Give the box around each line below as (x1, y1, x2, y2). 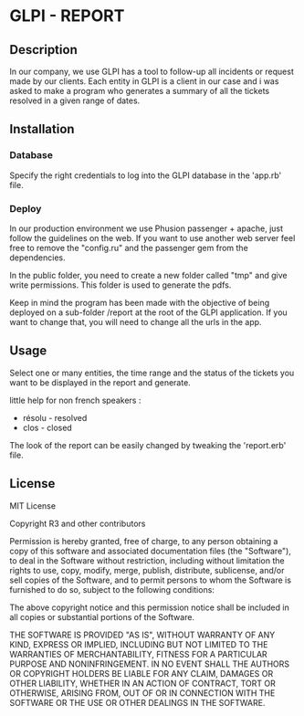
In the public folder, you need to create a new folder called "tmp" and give (9, 269, 288, 280)
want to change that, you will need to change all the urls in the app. (9, 316, 262, 327)
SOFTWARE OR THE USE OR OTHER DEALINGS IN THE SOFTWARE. (9, 697, 266, 708)
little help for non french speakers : (9, 395, 142, 405)
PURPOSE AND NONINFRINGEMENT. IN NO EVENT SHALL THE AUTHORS (9, 658, 290, 669)
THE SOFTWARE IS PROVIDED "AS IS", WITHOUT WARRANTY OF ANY (9, 629, 276, 640)
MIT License (9, 500, 57, 511)
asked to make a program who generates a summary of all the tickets (9, 86, 270, 96)
